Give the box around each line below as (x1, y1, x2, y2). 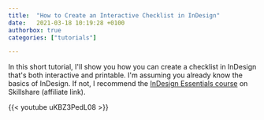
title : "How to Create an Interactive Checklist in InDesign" (8, 11, 221, 20)
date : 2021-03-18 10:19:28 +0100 (8, 19, 125, 27)
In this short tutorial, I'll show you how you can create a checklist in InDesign (8, 62, 257, 72)
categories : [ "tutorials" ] (8, 33, 97, 42)
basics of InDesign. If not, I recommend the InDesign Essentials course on (8, 79, 248, 88)
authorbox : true (8, 26, 61, 34)
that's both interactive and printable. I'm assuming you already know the (8, 70, 243, 80)
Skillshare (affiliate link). (8, 88, 86, 97)
